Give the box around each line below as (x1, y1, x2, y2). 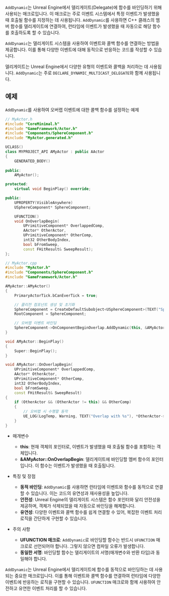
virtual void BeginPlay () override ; (14, 186, 92, 191)
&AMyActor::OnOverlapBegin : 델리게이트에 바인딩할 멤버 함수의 (20, 456, 150, 462)
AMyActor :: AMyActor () (5, 284, 51, 289)
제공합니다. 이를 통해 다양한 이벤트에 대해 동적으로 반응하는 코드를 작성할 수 (5, 47, 153, 52)
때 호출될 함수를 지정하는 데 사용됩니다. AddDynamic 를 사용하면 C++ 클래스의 (5, 17, 155, 23)
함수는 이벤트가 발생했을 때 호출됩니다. (40, 462, 116, 469)
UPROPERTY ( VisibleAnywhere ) (14, 200, 73, 205)
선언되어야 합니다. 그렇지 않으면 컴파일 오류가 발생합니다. (33, 543, 145, 549)
